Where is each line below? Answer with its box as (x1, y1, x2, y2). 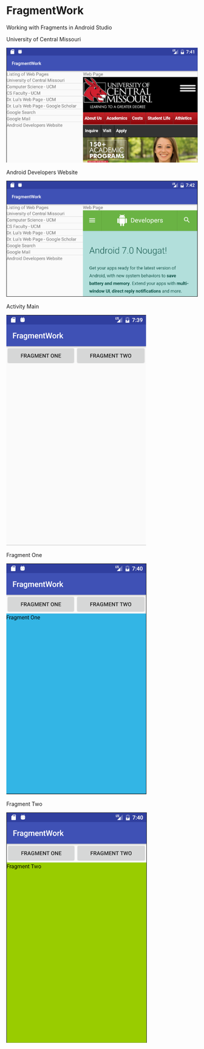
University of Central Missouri (6, 35, 81, 43)
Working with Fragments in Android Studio (6, 24, 112, 31)
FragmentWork (6, 4, 84, 18)
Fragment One (6, 551, 42, 558)
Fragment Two (6, 800, 42, 808)
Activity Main (6, 302, 39, 310)
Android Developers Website (6, 168, 78, 176)
